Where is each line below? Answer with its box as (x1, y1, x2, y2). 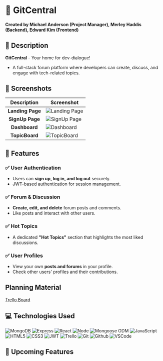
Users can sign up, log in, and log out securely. (12, 176, 111, 182)
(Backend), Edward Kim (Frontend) (5, 27, 79, 33)
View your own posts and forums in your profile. (12, 263, 113, 269)
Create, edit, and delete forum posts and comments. (12, 205, 121, 211)
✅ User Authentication (5, 164, 61, 171)
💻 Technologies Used (5, 312, 75, 320)
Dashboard (10, 124, 38, 131)
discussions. (12, 239, 38, 246)
